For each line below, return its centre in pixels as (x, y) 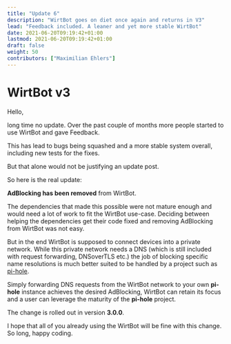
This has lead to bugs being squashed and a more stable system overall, (110, 145)
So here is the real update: (45, 179)
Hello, (16, 112)
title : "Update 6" (33, 13)
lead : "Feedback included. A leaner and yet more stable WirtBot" (104, 26)
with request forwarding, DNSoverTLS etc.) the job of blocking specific (108, 256)
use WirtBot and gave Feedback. (53, 132)
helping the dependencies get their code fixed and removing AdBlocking (110, 221)
